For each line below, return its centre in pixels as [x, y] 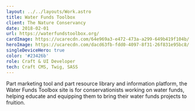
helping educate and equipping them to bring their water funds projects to [97, 96]
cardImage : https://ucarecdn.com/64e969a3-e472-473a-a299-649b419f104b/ [98, 39]
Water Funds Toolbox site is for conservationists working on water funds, [95, 90]
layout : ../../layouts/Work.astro [49, 12]
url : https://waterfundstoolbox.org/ [53, 34]
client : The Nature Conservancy [46, 23]
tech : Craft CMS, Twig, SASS [42, 67]
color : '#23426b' [28, 56]
